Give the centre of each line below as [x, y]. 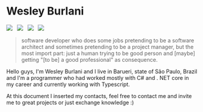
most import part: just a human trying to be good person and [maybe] [108, 53]
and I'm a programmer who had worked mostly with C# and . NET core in [98, 77]
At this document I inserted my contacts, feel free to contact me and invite [99, 96]
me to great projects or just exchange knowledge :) [70, 102]
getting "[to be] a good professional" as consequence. [89, 59]
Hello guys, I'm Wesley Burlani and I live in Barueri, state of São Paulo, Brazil [102, 71]
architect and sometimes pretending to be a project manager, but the [107, 47]
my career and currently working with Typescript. [68, 84]
